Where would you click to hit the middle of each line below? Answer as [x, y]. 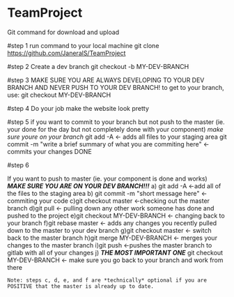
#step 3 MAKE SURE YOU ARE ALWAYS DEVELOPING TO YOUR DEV [106, 80]
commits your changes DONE [49, 151]
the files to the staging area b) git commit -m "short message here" [103, 193]
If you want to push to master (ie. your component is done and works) [107, 178]
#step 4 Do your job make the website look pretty [78, 108]
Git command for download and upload [63, 32]
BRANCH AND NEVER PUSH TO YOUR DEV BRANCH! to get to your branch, [116, 87]
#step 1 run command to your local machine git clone [83, 45]
